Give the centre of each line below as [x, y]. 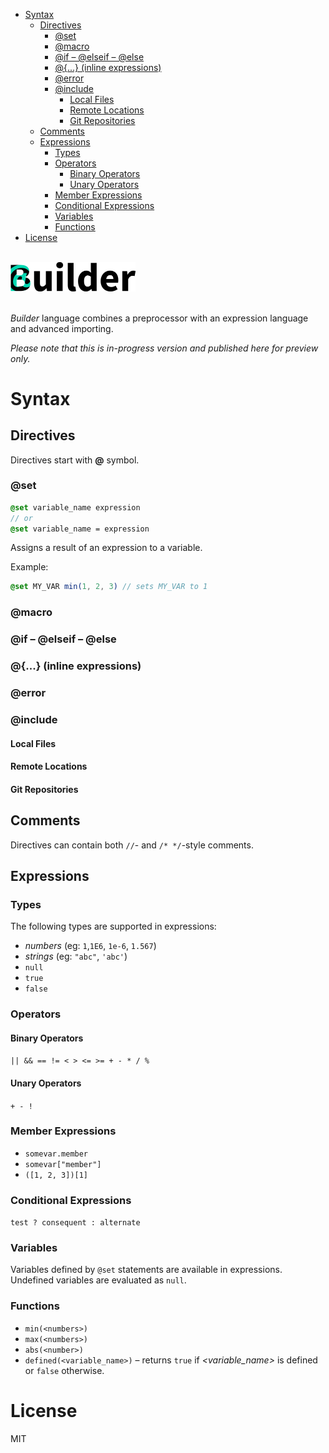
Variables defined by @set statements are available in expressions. [146, 1270]
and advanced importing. [62, 328]
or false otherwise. [64, 1370]
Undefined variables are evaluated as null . [98, 1280]
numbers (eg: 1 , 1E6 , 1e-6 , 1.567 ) [90, 946]
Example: [29, 567]
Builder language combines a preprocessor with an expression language [159, 318]
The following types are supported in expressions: [113, 926]
